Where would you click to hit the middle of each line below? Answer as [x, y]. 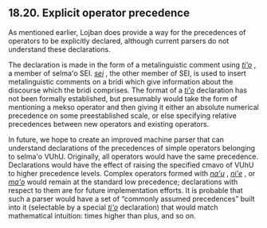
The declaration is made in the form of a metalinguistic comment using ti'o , [132, 65]
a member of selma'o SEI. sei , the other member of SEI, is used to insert [128, 73]
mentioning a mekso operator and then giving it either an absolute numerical [133, 107]
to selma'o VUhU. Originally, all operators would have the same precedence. [133, 156]
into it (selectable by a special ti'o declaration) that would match [113, 207]
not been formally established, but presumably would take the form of [123, 98]
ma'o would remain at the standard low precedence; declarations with [123, 182]
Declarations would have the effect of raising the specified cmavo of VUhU [131, 165]
